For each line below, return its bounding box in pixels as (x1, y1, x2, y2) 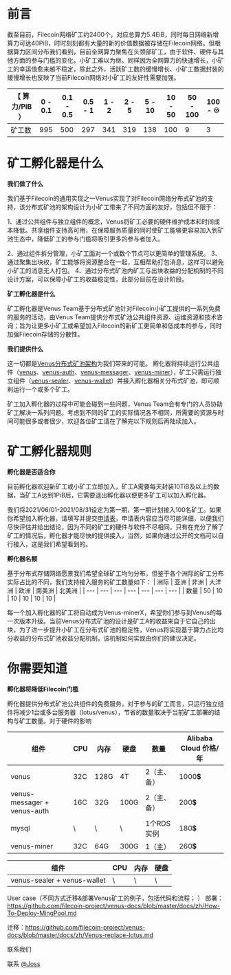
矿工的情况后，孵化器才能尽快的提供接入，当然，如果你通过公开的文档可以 (7, 531, 218, 539)
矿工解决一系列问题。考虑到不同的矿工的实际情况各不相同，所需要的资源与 (7, 408, 218, 416)
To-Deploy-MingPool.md (7, 909, 77, 917)
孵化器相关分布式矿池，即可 (135, 376, 214, 385)
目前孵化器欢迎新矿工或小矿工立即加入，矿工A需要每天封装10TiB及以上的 (7, 482, 214, 491)
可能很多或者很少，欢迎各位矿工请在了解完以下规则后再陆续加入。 (12, 417, 200, 425)
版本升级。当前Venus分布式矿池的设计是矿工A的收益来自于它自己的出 (19, 617, 216, 625)
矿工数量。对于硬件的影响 (19, 716, 91, 725)
